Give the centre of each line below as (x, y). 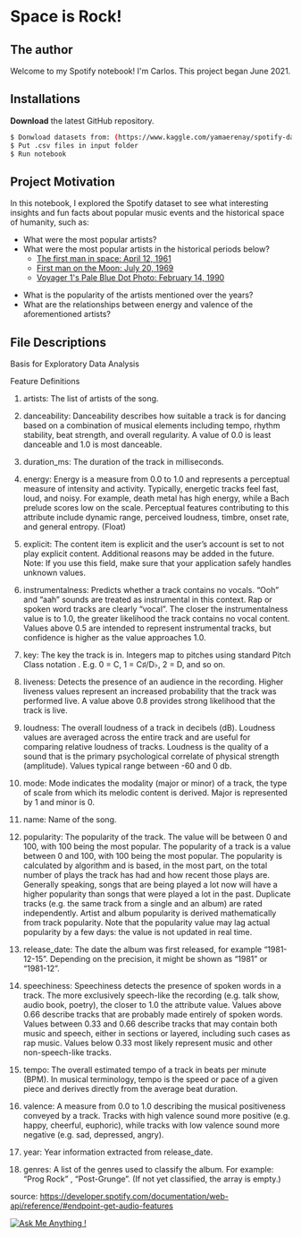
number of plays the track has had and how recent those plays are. (146, 875)
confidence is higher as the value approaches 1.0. (114, 638)
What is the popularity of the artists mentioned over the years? (138, 295)
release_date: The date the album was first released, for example (142, 949)
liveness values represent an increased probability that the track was (150, 692)
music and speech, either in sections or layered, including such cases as (157, 1034)
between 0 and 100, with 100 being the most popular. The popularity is (152, 856)
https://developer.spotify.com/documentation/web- (134, 1197)
